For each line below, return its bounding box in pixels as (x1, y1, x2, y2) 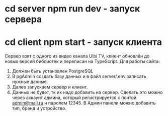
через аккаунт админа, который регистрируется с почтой (12, 94, 137, 100)
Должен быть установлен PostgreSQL (12, 68, 94, 74)
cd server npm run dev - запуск (5, 3, 140, 14)
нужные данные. (12, 78, 48, 85)
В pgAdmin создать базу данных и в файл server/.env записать (12, 73, 146, 79)
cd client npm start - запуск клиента (5, 36, 162, 48)
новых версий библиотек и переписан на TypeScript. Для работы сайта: (5, 58, 160, 64)
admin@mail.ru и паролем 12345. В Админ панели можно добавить (12, 100, 156, 106)
